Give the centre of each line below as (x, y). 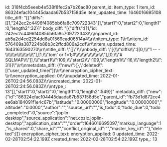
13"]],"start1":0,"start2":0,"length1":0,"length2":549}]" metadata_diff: (75, 92)
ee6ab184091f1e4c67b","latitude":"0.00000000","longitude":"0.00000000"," (83, 102)
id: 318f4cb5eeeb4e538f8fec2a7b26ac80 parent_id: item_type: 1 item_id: (80, 7)
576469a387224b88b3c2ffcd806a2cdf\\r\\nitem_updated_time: (71, 44)
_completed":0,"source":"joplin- (38, 113)
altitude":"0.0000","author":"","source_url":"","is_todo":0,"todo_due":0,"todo (83, 107)
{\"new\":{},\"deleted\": (80, 65)
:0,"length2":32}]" (24, 28)
